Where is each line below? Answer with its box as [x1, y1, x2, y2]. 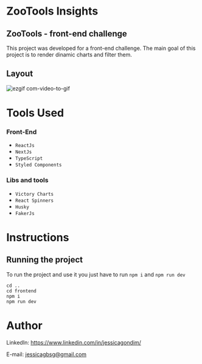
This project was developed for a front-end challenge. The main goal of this [6, 44, 196, 52]
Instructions [6, 230, 69, 244]
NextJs [15, 149, 32, 156]
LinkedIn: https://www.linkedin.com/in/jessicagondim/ [6, 338, 142, 346]
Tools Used [6, 106, 64, 120]
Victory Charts [15, 191, 54, 197]
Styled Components [15, 162, 62, 168]
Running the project [6, 255, 83, 265]
